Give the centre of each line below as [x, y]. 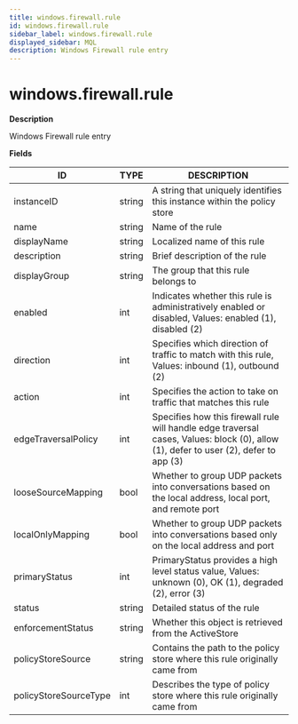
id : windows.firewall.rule [59, 26]
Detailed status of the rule [206, 608]
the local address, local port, [211, 498]
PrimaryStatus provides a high [215, 561]
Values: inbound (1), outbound [216, 366]
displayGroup [42, 276]
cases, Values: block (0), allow [216, 439]
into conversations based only [215, 535]
